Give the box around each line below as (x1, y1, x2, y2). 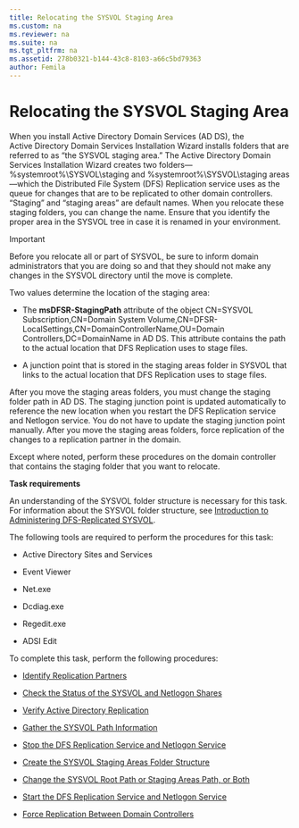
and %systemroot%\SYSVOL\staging (130, 169, 268, 180)
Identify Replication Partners (21, 670, 128, 681)
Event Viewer (21, 566, 71, 577)
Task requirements (9, 478, 81, 489)
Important (9, 233, 46, 244)
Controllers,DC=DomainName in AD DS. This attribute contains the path (21, 332, 287, 344)
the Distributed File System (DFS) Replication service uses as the (41, 178, 280, 188)
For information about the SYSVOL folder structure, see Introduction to (9, 505, 270, 515)
